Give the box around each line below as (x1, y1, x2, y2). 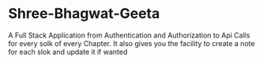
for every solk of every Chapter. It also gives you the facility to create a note (8, 38, 255, 48)
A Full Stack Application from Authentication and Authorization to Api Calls (8, 30, 250, 40)
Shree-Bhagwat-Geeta (8, 5, 160, 23)
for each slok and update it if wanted (8, 47, 128, 56)
